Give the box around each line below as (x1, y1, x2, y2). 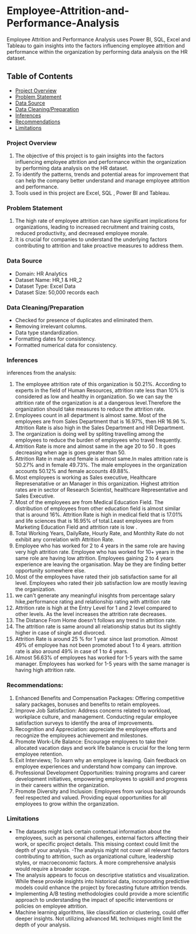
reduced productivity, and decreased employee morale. (15, 230, 149, 237)
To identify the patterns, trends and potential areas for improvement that (15, 171, 189, 178)
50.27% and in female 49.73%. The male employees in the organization (15, 461, 187, 468)
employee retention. (15, 750, 64, 757)
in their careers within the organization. (15, 781, 110, 788)
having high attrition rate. (15, 667, 76, 674)
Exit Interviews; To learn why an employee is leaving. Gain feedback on (15, 756, 186, 764)
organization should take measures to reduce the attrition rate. (15, 405, 166, 413)
